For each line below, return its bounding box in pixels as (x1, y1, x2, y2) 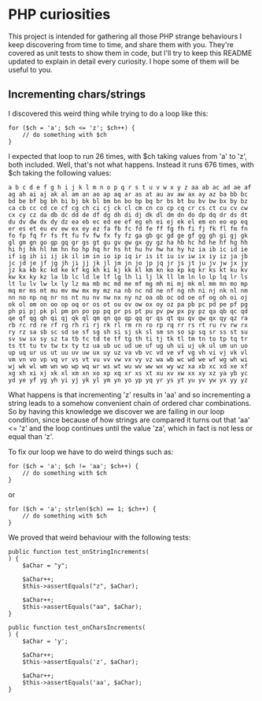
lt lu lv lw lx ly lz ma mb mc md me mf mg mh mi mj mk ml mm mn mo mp (8, 279, 248, 288)
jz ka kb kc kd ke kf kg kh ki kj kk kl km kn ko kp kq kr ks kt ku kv (8, 266, 248, 274)
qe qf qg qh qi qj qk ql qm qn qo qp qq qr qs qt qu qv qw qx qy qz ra (8, 314, 248, 322)
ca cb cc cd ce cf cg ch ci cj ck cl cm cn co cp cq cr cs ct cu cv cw (8, 204, 248, 212)
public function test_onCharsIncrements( (8, 623, 146, 631)
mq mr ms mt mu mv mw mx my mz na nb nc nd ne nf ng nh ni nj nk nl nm (8, 286, 248, 294)
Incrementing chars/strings (8, 88, 146, 101)
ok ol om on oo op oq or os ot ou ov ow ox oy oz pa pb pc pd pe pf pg (8, 301, 248, 308)
